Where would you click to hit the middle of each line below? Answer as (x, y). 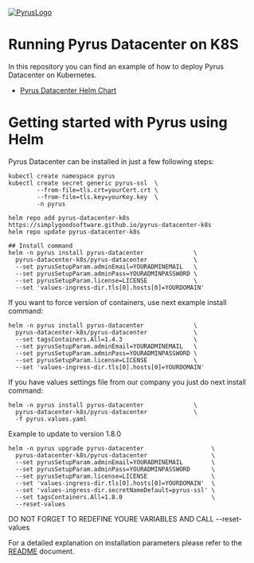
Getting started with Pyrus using (118, 123)
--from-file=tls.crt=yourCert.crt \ (98, 190)
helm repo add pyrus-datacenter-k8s (69, 218)
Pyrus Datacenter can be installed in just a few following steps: (111, 161)
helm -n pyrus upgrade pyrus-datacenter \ (112, 448)
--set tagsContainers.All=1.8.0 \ (115, 497)
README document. (41, 551)
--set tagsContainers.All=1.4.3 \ (106, 339)
